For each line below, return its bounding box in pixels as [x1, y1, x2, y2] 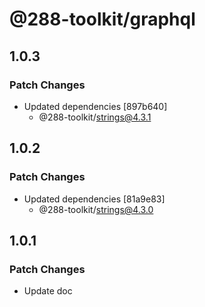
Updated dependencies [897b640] [23, 100, 168, 112]
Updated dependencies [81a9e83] [23, 193, 166, 205]
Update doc [23, 285, 73, 297]
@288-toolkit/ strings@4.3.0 [38, 203, 154, 215]
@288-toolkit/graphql [9, 8, 196, 31]
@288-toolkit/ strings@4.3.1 [38, 111, 152, 123]
